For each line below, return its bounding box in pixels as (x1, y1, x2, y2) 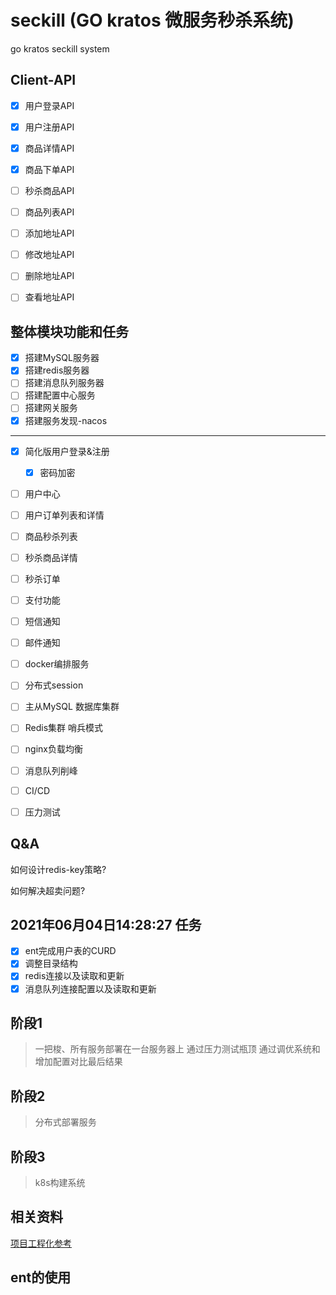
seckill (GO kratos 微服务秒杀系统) (10, 9, 295, 32)
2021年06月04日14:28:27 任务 (10, 916, 202, 933)
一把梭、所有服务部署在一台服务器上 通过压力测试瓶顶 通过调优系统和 (34, 1043, 321, 1055)
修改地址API (24, 249, 75, 261)
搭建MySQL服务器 (24, 352, 100, 364)
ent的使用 (10, 1269, 72, 1286)
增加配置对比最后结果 (34, 1056, 123, 1068)
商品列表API (24, 206, 75, 218)
